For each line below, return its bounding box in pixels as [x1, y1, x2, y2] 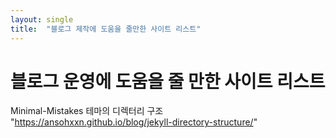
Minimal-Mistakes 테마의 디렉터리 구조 [10, 105, 164, 117]
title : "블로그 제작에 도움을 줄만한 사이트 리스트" [10, 24, 202, 34]
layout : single [10, 14, 74, 25]
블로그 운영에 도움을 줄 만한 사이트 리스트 [10, 70, 326, 93]
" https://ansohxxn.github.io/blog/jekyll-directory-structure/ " [10, 116, 258, 128]
